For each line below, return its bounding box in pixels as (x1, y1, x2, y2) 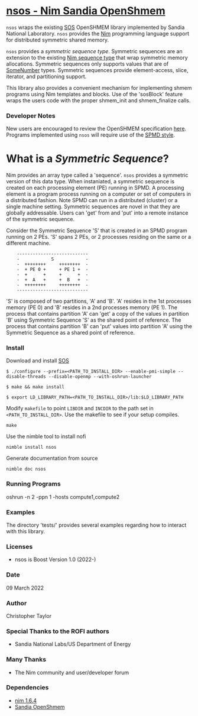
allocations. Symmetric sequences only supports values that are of (6, 60, 169, 67)
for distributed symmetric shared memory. (6, 36, 109, 43)
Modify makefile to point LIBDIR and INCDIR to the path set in (6, 405, 154, 412)
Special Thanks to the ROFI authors (6, 627, 109, 635)
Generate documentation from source (6, 455, 98, 462)
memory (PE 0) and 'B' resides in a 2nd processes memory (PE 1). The (6, 304, 178, 311)
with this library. (6, 528, 46, 535)
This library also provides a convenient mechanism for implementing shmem (6, 84, 192, 91)
